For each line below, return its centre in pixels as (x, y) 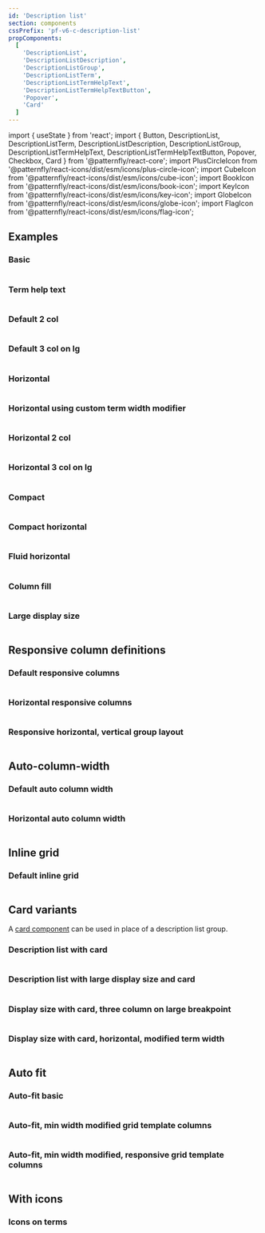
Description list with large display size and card (102, 979)
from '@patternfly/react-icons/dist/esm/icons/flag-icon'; (101, 212)
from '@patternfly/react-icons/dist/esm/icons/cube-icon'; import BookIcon (131, 178)
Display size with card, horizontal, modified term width (117, 1038)
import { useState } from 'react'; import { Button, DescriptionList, (115, 135)
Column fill (30, 586)
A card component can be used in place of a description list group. (118, 929)
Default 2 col (34, 319)
